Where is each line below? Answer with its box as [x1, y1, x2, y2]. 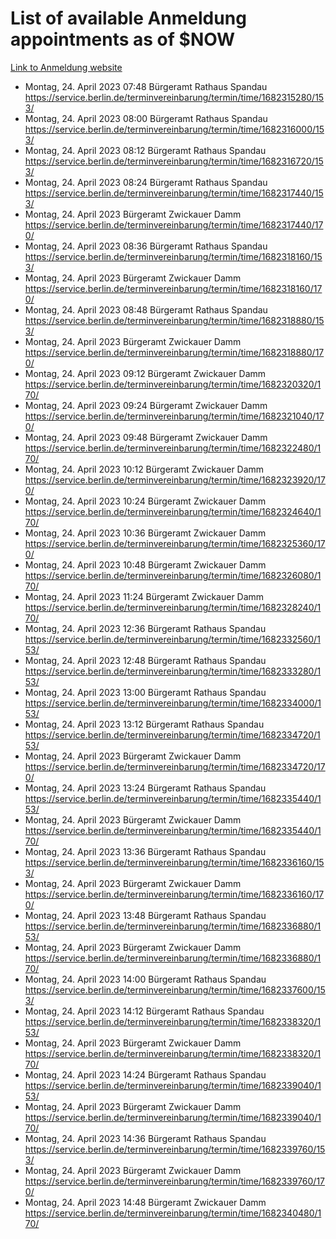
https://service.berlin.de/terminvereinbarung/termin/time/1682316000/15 [24, 123, 325, 135]
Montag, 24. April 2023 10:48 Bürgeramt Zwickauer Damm [24, 558, 267, 571]
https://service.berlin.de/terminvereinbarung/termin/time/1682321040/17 [24, 410, 325, 422]
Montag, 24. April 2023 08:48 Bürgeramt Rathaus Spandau [24, 303, 268, 316]
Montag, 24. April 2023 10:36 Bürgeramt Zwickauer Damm [24, 527, 267, 539]
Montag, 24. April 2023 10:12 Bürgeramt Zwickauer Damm [24, 463, 265, 475]
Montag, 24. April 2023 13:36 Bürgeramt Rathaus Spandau [24, 845, 267, 857]
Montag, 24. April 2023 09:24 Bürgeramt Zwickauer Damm [24, 399, 268, 411]
